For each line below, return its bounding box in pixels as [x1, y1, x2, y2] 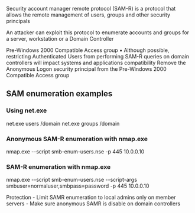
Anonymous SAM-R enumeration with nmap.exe [6, 135, 148, 143]
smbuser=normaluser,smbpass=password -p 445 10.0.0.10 [6, 182, 149, 189]
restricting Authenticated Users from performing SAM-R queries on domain [6, 53, 190, 60]
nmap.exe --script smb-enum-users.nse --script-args [6, 176, 138, 183]
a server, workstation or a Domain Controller [6, 35, 114, 42]
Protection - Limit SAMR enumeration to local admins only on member [6, 194, 176, 201]
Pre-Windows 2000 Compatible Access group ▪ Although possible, [6, 47, 170, 54]
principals [6, 18, 31, 24]
